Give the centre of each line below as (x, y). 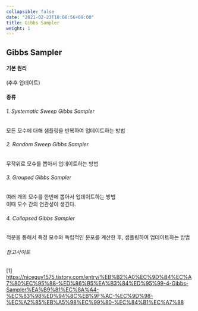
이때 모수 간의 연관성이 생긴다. (41, 204)
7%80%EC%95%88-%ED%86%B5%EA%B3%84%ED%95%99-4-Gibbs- (98, 284)
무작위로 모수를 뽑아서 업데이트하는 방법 (52, 164)
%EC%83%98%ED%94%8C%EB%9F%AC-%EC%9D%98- (80, 296)
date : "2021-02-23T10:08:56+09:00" (50, 17)
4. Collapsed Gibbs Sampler (41, 218)
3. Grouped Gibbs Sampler (39, 178)
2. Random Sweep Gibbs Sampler (48, 144)
